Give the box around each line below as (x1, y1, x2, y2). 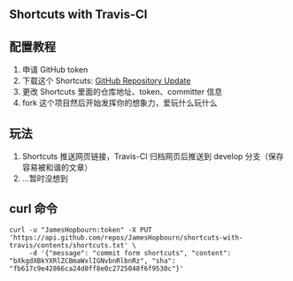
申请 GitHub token (21, 65, 89, 75)
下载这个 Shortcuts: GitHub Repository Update (21, 75, 191, 87)
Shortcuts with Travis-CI (9, 7, 148, 22)
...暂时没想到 (21, 173, 68, 184)
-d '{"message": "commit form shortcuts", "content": (28, 248, 232, 257)
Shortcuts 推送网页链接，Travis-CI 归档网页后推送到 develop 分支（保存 (21, 151, 285, 162)
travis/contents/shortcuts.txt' (9, 240, 128, 250)
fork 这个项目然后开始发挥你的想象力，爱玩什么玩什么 (21, 97, 219, 109)
